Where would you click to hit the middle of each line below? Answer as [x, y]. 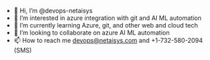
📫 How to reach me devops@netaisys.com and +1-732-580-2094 [108, 40]
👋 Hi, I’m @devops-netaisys [53, 11]
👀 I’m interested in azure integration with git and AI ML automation [107, 18]
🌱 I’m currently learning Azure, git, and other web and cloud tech [106, 25]
